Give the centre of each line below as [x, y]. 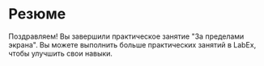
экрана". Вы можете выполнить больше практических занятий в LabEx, [132, 44]
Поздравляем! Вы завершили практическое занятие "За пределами [126, 36]
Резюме [37, 14]
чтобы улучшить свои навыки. [61, 53]
